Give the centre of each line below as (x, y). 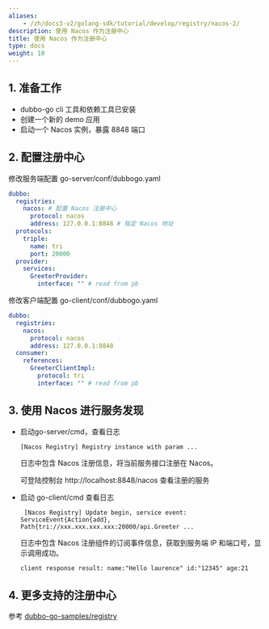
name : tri (46, 246)
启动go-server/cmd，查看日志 (70, 431)
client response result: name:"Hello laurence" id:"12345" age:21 (134, 568)
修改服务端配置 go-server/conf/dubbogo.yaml (85, 178)
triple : (36, 239)
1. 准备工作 (35, 89)
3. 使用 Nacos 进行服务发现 (76, 410)
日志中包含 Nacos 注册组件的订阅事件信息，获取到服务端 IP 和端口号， (137, 543)
